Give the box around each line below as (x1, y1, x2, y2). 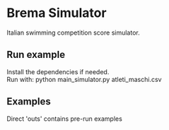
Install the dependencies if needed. (6, 67, 110, 76)
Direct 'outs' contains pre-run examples (6, 114, 123, 123)
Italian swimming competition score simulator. (6, 28, 140, 37)
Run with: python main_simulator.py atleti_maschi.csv (6, 75, 162, 83)
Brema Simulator (6, 5, 107, 21)
